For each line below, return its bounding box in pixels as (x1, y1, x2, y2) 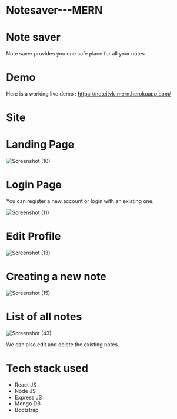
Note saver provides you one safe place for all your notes (6, 50, 145, 57)
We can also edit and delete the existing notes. (6, 341, 119, 348)
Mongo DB (14, 400, 41, 407)
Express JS (14, 394, 42, 401)
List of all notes (6, 310, 82, 323)
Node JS (14, 387, 36, 394)
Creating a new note (6, 270, 107, 283)
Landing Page (6, 138, 75, 151)
